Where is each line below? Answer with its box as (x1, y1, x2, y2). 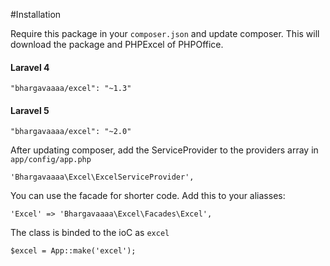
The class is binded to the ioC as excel (10, 227, 170, 239)
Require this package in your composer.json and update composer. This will (10, 28, 320, 39)
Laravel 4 (10, 61, 50, 73)
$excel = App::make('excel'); (10, 246, 137, 256)
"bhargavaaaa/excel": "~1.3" (10, 84, 132, 94)
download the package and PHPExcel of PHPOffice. (10, 39, 224, 50)
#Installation (10, 9, 62, 20)
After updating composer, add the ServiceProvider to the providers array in (10, 144, 319, 156)
